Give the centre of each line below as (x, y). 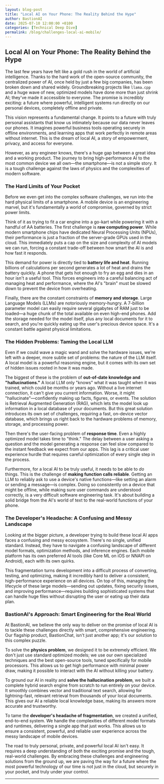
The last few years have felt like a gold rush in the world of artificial (72, 71)
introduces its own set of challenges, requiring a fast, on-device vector (76, 414)
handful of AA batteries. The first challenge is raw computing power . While (81, 227)
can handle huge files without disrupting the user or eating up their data (77, 596)
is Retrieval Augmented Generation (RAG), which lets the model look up (77, 403)
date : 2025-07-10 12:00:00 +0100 (39, 23)
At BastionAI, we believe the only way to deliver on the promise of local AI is (81, 625)
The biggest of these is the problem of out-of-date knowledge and (73, 377)
